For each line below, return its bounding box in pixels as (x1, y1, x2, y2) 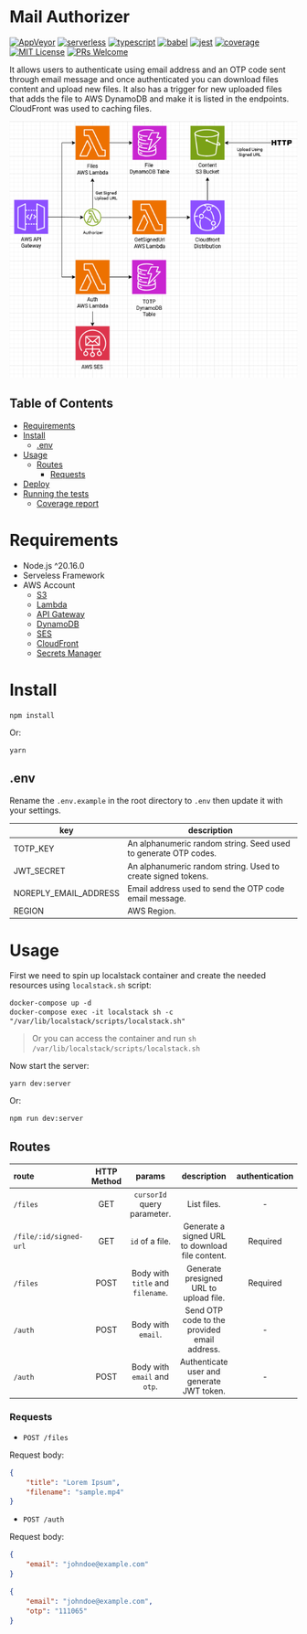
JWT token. (182, 1385, 226, 1396)
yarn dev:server (9, 1079, 71, 1089)
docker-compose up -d (9, 999, 92, 1008)
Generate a (183, 1221, 226, 1232)
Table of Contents (9, 396, 114, 411)
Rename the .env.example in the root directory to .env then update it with (9, 795, 283, 806)
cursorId (133, 1191, 167, 1200)
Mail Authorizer (9, 6, 131, 27)
